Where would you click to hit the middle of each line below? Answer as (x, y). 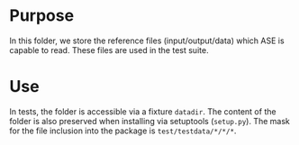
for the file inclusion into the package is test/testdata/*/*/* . (123, 131)
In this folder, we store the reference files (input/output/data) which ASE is (147, 41)
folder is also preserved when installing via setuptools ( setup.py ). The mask (149, 121)
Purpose (42, 16)
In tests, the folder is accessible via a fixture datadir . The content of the (143, 111)
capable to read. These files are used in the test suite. (109, 50)
